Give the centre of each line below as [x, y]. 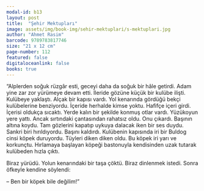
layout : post [23, 18]
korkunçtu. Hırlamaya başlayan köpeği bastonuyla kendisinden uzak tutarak [101, 145]
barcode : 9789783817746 [37, 40]
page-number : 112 [28, 52]
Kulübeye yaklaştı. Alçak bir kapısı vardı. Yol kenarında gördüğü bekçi [94, 99]
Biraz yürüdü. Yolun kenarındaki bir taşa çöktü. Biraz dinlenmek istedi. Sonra [102, 163]
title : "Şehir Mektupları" [42, 23]
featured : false [27, 58]
